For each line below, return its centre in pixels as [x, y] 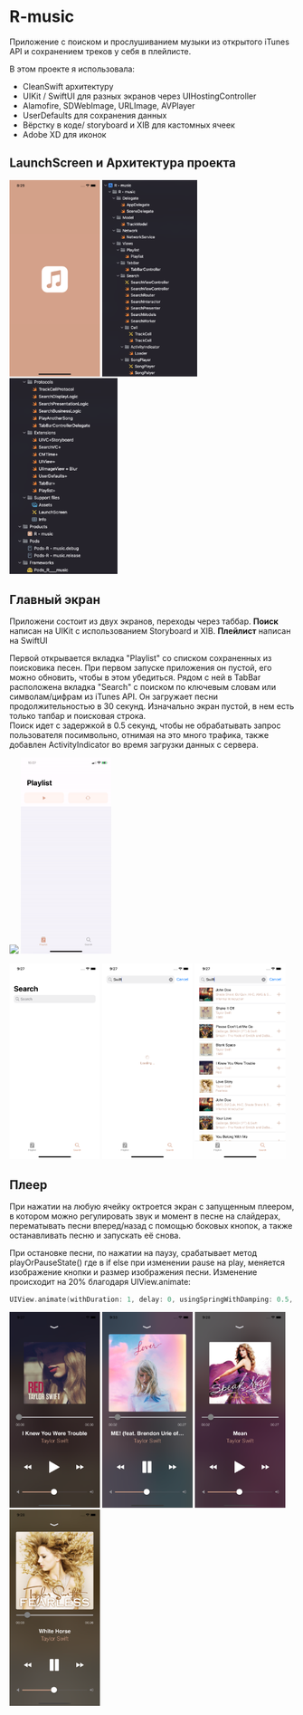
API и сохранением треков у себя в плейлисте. [100, 51]
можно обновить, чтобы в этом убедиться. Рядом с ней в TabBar [135, 677]
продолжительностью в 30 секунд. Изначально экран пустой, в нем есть [152, 706]
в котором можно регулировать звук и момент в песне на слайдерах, [145, 1216]
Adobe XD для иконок [64, 134]
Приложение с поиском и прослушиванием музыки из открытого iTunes [149, 42]
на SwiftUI [28, 641]
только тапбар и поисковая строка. [78, 716]
